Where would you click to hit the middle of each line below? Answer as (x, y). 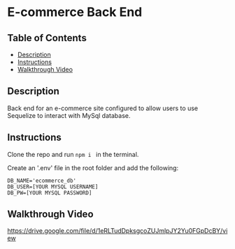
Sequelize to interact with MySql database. (69, 115)
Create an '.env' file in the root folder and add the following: (93, 167)
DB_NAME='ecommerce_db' (42, 181)
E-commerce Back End (75, 12)
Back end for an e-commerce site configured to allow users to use (102, 108)
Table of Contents (47, 38)
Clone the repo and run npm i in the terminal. (73, 154)
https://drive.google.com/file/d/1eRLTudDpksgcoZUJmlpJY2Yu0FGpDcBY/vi (117, 231)
